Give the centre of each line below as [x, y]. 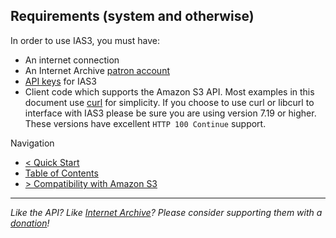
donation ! [30, 223]
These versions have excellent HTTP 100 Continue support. [145, 123]
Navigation [32, 143]
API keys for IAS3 [60, 81]
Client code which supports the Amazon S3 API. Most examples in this [169, 91]
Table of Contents [61, 173]
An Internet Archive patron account [97, 70]
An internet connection [72, 60]
